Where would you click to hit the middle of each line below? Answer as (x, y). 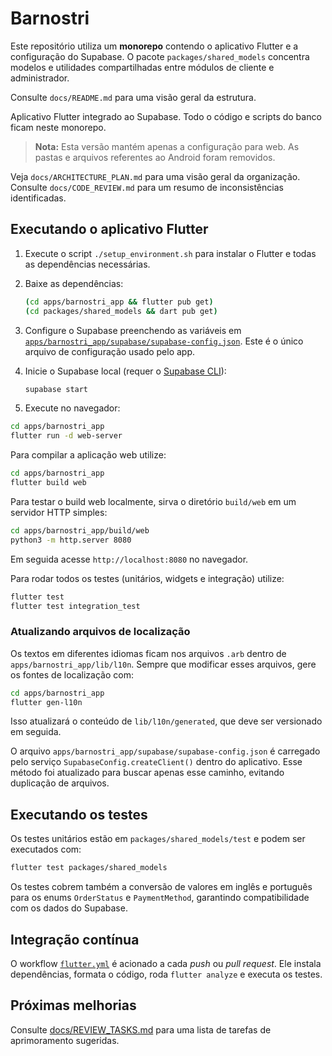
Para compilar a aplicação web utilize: (88, 455)
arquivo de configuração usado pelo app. (110, 351)
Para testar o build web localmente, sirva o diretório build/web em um (153, 501)
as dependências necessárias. (87, 264)
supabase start (56, 389)
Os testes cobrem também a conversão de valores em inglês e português (161, 887)
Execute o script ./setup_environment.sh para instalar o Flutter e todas (170, 253)
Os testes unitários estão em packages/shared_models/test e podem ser (158, 839)
